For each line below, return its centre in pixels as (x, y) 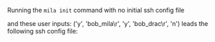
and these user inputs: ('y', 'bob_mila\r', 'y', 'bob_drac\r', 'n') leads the (108, 23)
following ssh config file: (43, 31)
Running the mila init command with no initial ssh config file (96, 10)
